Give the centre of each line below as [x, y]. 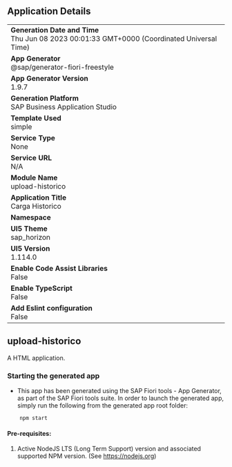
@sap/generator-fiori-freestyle [62, 67]
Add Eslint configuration [52, 308]
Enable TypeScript [41, 288]
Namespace [31, 217]
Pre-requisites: [29, 433]
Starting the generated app [54, 376]
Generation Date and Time [55, 30]
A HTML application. [36, 358]
